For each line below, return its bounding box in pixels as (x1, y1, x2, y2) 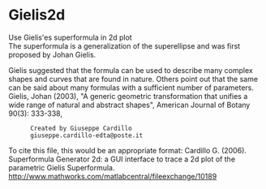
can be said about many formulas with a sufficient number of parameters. (8, 83, 254, 92)
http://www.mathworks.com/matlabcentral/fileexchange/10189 (8, 171, 217, 181)
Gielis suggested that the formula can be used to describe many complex (8, 65, 253, 75)
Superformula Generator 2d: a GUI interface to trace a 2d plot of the (8, 154, 236, 164)
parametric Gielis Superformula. (8, 162, 115, 172)
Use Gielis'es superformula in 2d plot (8, 32, 132, 42)
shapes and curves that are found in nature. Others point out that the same (8, 74, 258, 84)
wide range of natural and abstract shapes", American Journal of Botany (8, 100, 251, 110)
